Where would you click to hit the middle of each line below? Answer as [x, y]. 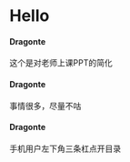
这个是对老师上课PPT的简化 [61, 63]
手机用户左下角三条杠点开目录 [65, 148]
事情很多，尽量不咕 [45, 106]
